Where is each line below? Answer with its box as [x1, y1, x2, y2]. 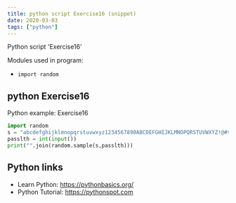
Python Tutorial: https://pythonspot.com [17, 188, 133, 196]
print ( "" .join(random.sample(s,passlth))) [7, 142, 133, 149]
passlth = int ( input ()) [7, 135, 77, 143]
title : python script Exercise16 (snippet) [7, 10, 137, 18]
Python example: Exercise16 [7, 109, 88, 117]
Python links [7, 162, 63, 173]
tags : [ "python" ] [7, 23, 58, 30]
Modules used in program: [7, 56, 84, 65]
